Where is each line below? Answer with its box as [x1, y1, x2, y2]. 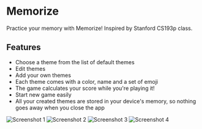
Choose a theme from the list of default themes [15, 58, 135, 65]
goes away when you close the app [15, 104, 105, 111]
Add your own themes [15, 72, 72, 79]
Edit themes [15, 65, 46, 72]
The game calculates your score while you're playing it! [15, 84, 155, 92]
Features [6, 42, 41, 53]
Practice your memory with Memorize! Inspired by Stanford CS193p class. [6, 24, 193, 32]
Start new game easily [15, 90, 72, 98]
